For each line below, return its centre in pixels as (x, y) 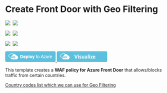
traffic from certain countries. (35, 75)
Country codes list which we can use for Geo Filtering (60, 85)
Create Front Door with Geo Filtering (82, 9)
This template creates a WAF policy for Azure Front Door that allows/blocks (83, 70)
